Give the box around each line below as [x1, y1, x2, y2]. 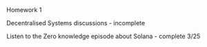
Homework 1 [6, 6, 42, 14]
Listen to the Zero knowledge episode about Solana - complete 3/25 [6, 32, 201, 40]
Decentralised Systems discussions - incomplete [6, 19, 146, 27]
